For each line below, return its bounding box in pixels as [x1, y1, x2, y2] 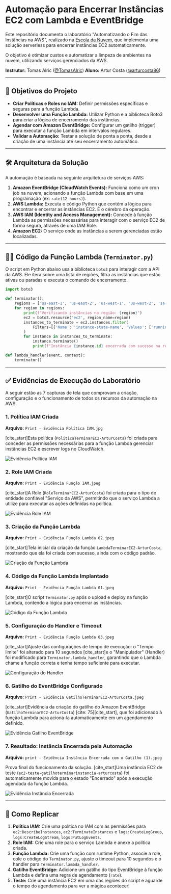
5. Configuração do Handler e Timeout [5, 622, 102, 629]
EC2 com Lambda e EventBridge [5, 14, 144, 26]
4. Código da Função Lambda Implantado [5, 572, 109, 580]
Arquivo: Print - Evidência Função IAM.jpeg [5, 480, 101, 486]
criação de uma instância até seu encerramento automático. [12, 138, 139, 144]
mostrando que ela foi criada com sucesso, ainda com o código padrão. [5, 550, 156, 556]
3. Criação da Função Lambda [5, 523, 80, 530]
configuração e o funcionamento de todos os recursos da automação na [5, 395, 157, 401]
